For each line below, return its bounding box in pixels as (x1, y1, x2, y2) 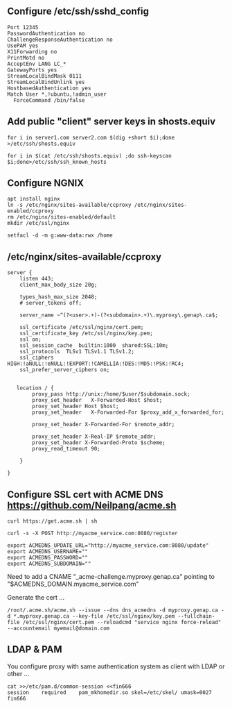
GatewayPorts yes (7, 66, 57, 74)
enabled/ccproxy (7, 208, 54, 214)
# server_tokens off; (19, 300, 82, 307)
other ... (7, 669, 30, 677)
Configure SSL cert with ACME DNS (7, 489, 164, 500)
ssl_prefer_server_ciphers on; (19, 366, 110, 373)
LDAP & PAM (7, 643, 62, 655)
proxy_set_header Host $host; (32, 403, 119, 410)
